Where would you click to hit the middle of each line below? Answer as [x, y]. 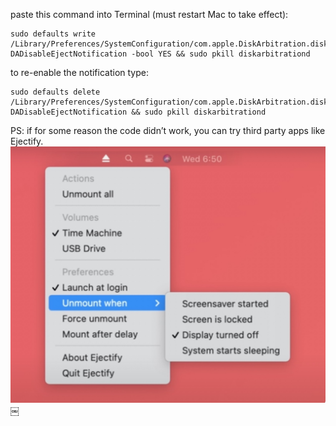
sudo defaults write [53, 34]
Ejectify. [27, 141]
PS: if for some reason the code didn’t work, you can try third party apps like [168, 130]
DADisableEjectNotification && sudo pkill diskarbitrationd [138, 112]
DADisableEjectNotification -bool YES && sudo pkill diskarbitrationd [160, 54]
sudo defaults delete [55, 92]
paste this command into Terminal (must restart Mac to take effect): [149, 14]
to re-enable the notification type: [79, 72]
